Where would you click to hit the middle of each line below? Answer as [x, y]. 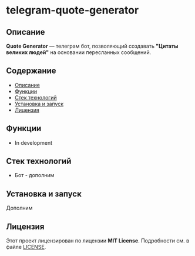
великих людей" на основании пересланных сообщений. [79, 52]
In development [33, 142]
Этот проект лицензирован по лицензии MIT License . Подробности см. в [98, 241]
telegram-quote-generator [73, 10]
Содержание [31, 71]
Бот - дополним [34, 175]
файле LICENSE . [26, 247]
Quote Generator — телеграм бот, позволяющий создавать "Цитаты [92, 46]
